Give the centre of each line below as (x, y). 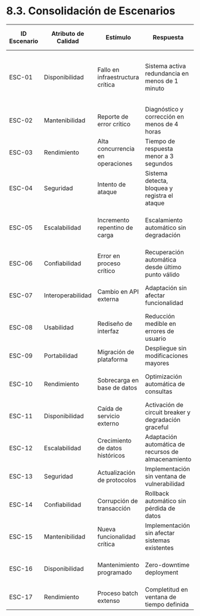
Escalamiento (164, 220)
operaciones (115, 163)
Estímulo (118, 37)
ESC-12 (21, 448)
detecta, (157, 181)
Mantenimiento (118, 565)
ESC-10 (21, 384)
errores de (160, 331)
